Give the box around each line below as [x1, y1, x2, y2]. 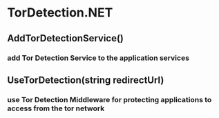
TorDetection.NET [7, 5, 113, 21]
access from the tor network [7, 104, 105, 113]
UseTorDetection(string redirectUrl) [7, 74, 164, 86]
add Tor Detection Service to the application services [7, 53, 190, 63]
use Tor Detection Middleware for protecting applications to [7, 95, 212, 104]
